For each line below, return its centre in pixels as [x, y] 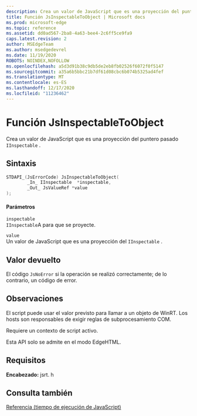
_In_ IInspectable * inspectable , [69, 183]
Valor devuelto [33, 260]
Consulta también [39, 393]
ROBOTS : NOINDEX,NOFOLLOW [38, 61]
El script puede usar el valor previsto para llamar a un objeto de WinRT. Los [97, 313]
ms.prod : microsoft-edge [36, 22]
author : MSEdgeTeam [30, 45]
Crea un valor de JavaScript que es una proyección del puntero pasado [92, 139]
